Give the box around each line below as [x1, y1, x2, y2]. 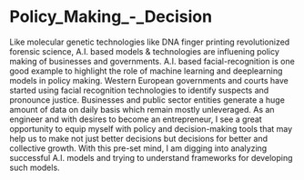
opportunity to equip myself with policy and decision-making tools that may [9, 123, 293, 134]
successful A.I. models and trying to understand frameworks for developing [9, 152, 293, 163]
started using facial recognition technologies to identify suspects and [9, 85, 269, 95]
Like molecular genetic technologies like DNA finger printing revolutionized [9, 36, 290, 47]
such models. [9, 162, 61, 173]
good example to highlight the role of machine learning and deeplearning [9, 65, 283, 76]
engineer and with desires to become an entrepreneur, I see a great [9, 114, 262, 125]
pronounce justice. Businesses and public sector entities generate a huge [9, 94, 285, 105]
